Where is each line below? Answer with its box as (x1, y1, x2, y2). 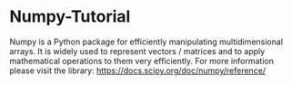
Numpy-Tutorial (9, 6, 131, 27)
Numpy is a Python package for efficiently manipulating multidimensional (9, 36, 284, 47)
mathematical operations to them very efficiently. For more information (9, 55, 275, 66)
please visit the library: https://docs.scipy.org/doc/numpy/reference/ (9, 65, 267, 76)
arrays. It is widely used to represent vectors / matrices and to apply (9, 45, 266, 56)
